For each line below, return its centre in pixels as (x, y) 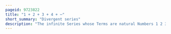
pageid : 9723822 (22, 10)
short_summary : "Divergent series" (43, 19)
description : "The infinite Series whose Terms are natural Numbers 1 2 (84, 24)
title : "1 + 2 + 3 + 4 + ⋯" (35, 14)
